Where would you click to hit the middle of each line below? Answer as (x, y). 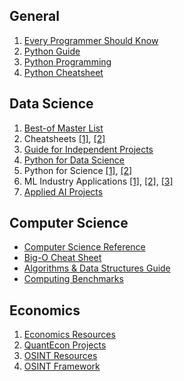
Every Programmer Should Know (91, 40)
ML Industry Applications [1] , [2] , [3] (98, 181)
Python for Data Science (74, 160)
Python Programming (67, 61)
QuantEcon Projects (65, 345)
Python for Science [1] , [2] (78, 170)
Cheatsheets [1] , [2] (64, 138)
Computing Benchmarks (73, 279)
